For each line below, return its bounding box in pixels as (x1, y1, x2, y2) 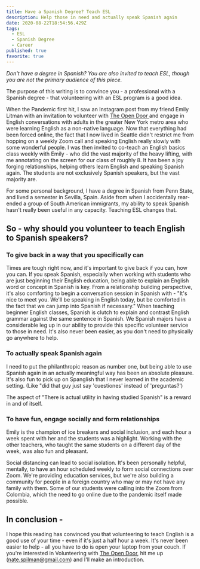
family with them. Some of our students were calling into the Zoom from (6, 484, 183, 491)
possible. (6, 497, 29, 504)
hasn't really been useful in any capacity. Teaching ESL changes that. (6, 206, 177, 213)
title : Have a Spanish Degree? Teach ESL (6, 8, 111, 15)
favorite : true (6, 53, 44, 59)
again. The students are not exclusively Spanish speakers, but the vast (6, 169, 180, 177)
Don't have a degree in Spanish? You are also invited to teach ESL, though (6, 69, 190, 77)
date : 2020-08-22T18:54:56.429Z (6, 20, 87, 26)
